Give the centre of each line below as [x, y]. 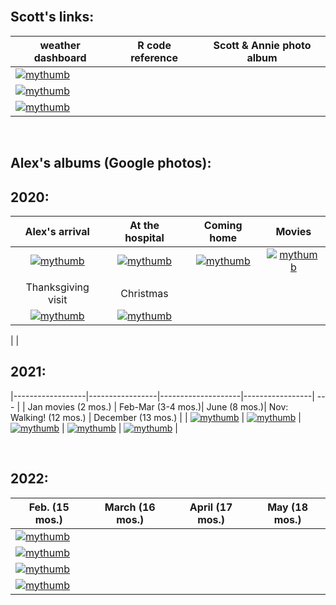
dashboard [60, 57]
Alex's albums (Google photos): [111, 163]
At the [144, 226]
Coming [223, 226]
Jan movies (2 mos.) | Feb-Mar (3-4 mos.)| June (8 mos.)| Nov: [158, 406]
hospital [144, 238]
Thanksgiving [57, 287]
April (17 [211, 507]
